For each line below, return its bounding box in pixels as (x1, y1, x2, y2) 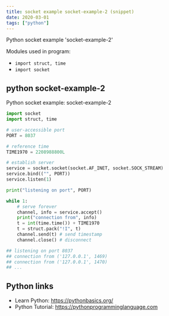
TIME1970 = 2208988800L (6, 149, 65, 155)
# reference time (6, 143, 49, 150)
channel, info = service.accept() (17, 209, 102, 215)
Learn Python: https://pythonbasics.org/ (14, 297, 114, 304)
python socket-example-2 (6, 83, 105, 93)
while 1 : (6, 198, 28, 204)
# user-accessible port (6, 127, 65, 133)
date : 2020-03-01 (6, 14, 49, 20)
